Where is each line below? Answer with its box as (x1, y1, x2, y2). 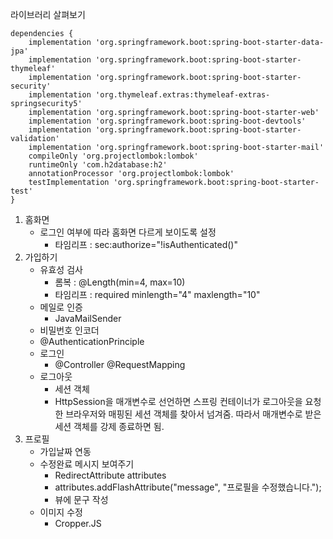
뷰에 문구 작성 (54, 494, 109, 505)
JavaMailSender (54, 313, 122, 324)
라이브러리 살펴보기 (10, 9, 86, 20)
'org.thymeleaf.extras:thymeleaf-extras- (95, 90, 271, 100)
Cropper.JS (54, 518, 102, 529)
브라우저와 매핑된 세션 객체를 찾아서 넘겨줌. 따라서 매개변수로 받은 (65, 408, 322, 420)
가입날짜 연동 (39, 446, 92, 457)
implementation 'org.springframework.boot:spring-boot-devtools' (28, 116, 307, 126)
